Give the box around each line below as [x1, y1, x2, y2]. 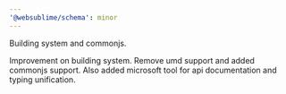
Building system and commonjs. [9, 38, 127, 48]
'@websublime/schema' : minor [9, 13, 118, 22]
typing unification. [9, 73, 76, 85]
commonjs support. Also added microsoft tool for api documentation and [9, 64, 277, 75]
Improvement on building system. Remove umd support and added [9, 55, 255, 65]
